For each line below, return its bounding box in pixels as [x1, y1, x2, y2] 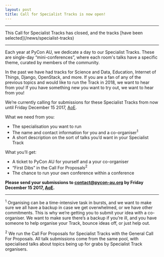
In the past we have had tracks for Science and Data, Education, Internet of [5, 69, 156, 75]
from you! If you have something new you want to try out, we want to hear [5, 84, 154, 91]
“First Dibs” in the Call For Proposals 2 [12, 164, 88, 170]
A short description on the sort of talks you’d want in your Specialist [12, 135, 149, 140]
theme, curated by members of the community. [5, 59, 100, 65]
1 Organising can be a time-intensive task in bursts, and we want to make [5, 199, 152, 206]
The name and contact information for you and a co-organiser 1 [12, 128, 139, 135]
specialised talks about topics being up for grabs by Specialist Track [5, 241, 143, 247]
